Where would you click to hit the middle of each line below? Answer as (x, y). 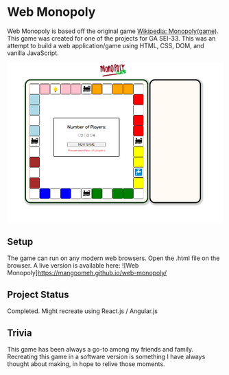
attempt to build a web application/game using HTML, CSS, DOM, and (106, 45)
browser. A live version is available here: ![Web (73, 266)
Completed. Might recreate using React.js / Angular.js (82, 311)
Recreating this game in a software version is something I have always (106, 356)
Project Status (38, 294)
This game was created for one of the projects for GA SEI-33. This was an (111, 38)
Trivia (20, 333)
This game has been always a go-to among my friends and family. (100, 349)
